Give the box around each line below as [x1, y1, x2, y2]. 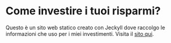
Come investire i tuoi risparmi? [5, 4, 161, 18]
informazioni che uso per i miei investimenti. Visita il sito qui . [5, 30, 154, 37]
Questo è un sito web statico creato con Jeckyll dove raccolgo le [5, 24, 166, 31]
